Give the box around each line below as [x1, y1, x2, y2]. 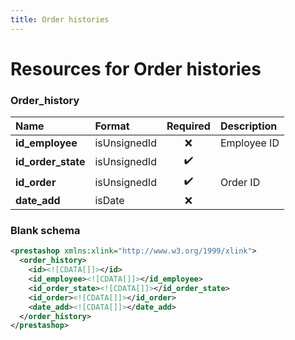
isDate [94, 194, 125, 208]
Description [219, 119, 278, 133]
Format [94, 119, 130, 133]
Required [166, 119, 211, 133]
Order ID [219, 175, 261, 189]
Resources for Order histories [10, 57, 262, 80]
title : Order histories [10, 14, 110, 25]
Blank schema [10, 224, 81, 238]
